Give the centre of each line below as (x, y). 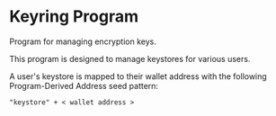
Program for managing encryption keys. (83, 41)
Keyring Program (74, 17)
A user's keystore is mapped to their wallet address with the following (138, 76)
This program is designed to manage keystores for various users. (130, 58)
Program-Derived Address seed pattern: (84, 85)
